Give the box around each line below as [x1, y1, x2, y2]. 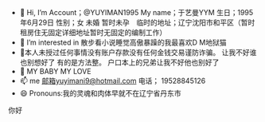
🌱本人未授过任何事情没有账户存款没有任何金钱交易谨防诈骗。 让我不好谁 [19, 48, 257, 57]
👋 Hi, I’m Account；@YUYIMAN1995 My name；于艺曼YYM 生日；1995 [19, 8, 254, 17]
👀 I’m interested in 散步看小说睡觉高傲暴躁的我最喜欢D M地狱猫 [19, 37, 227, 47]
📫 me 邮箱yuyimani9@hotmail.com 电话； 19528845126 [19, 76, 206, 85]
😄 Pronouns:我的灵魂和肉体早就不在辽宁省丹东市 [19, 89, 181, 98]
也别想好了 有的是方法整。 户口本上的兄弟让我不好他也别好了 [19, 57, 220, 67]
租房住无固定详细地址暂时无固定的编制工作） [19, 28, 167, 37]
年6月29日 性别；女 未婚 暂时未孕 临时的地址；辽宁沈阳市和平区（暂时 [19, 18, 255, 27]
